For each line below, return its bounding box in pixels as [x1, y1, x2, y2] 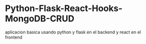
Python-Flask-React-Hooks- [5, 3, 123, 14]
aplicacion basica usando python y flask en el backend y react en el [5, 29, 141, 35]
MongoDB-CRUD [5, 13, 74, 24]
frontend [5, 34, 23, 40]
